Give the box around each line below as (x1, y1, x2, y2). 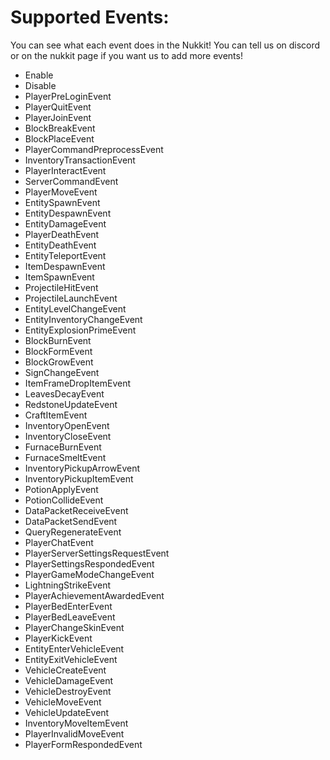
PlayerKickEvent (24, 632, 93, 644)
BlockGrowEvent (24, 356, 94, 368)
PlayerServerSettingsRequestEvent (24, 547, 170, 559)
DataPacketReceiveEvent (24, 504, 129, 516)
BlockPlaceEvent (24, 132, 95, 145)
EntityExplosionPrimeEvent (24, 324, 137, 336)
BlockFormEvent (24, 345, 93, 357)
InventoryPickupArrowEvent (24, 462, 141, 474)
